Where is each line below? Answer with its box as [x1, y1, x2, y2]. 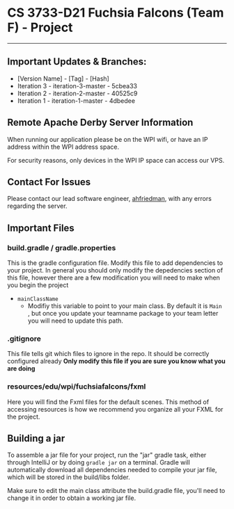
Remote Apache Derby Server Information [7, 117, 194, 129]
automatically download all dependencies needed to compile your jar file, [7, 466, 217, 474]
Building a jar [7, 433, 65, 444]
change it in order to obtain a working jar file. [7, 494, 136, 502]
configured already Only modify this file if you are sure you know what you [7, 357, 226, 366]
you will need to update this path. [27, 316, 124, 325]
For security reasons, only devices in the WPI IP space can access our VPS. [7, 156, 225, 164]
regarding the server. [7, 202, 68, 210]
